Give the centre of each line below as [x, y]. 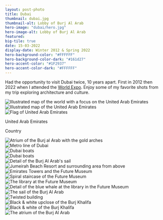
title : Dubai [18, 14]
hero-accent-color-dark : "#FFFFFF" [41, 68]
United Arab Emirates [26, 121]
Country [13, 131]
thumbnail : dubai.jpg [27, 18]
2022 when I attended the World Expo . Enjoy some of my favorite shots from [82, 87]
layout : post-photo [25, 9]
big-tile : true [20, 41]
